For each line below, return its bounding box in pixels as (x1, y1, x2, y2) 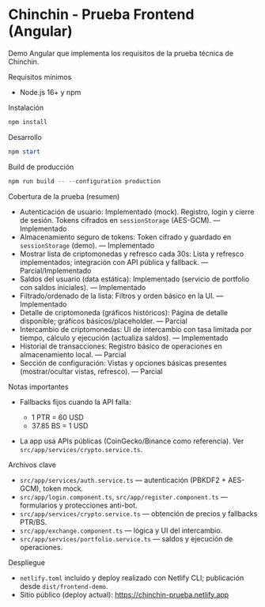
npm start (8, 148, 41, 156)
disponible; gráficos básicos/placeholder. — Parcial (19, 316, 187, 326)
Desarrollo (8, 132, 42, 141)
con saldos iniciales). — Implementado (19, 282, 146, 292)
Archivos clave (8, 460, 57, 469)
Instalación (8, 103, 44, 112)
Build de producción (8, 162, 74, 172)
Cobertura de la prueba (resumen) (8, 191, 120, 201)
